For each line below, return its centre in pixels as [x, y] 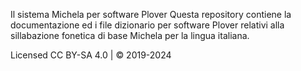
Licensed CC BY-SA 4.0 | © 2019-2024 [91, 55]
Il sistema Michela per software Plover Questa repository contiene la [151, 14]
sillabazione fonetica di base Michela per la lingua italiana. [130, 35]
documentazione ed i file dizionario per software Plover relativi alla [147, 25]
